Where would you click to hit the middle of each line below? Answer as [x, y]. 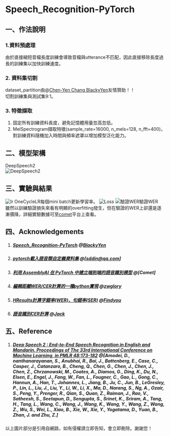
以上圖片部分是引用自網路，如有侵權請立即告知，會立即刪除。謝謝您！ [79, 428]
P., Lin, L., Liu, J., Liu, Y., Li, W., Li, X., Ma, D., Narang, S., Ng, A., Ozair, [88, 388]
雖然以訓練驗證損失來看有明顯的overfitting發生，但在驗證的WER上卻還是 [81, 208]
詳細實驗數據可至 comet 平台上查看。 [61, 214]
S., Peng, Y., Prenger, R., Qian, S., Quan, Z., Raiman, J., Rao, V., [81, 393]
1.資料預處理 [20, 45]
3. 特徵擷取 [19, 111]
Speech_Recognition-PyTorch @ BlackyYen [59, 245]
